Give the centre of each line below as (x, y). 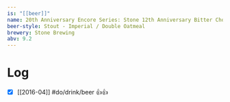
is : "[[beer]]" (29, 13)
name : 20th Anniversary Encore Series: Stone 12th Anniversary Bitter (110, 20)
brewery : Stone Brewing (41, 33)
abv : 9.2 (20, 39)
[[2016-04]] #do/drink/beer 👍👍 (62, 92)
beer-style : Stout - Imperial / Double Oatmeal (76, 26)
